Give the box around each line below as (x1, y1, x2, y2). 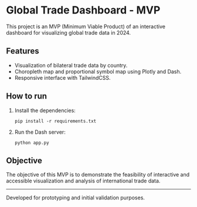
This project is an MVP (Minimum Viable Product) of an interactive (6, 23, 166, 30)
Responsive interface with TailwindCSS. (14, 74, 111, 81)
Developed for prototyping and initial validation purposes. (6, 194, 145, 201)
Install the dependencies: (14, 107, 76, 114)
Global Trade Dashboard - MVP (6, 4, 161, 17)
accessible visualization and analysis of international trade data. (6, 177, 161, 185)
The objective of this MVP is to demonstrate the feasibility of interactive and (6, 171, 190, 178)
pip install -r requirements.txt (14, 118, 97, 124)
